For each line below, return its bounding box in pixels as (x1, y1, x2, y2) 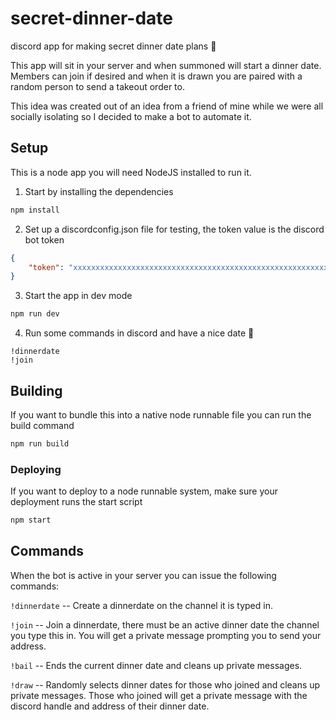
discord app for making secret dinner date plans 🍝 (10, 40, 217, 52)
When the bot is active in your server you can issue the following (10, 569, 277, 581)
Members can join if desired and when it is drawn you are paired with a (10, 70, 303, 82)
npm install (10, 205, 60, 215)
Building (10, 382, 63, 399)
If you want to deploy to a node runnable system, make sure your (10, 485, 278, 497)
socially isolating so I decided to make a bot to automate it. (10, 110, 252, 122)
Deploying (10, 462, 62, 476)
